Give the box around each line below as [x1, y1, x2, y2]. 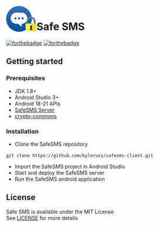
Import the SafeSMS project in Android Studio [14, 163, 125, 170]
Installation [6, 127, 39, 135]
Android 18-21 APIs [14, 100, 60, 107]
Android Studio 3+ [14, 94, 59, 101]
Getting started [6, 56, 63, 66]
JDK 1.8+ [14, 88, 37, 95]
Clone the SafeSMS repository [14, 141, 88, 148]
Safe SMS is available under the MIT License [6, 208, 114, 215]
